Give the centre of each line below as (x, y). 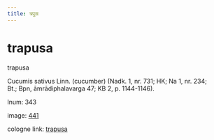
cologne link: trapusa (37, 129)
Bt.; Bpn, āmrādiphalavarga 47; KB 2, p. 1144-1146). (81, 88)
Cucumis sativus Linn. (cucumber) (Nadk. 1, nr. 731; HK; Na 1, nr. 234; (107, 81)
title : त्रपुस (23, 14)
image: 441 (23, 115)
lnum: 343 (22, 102)
